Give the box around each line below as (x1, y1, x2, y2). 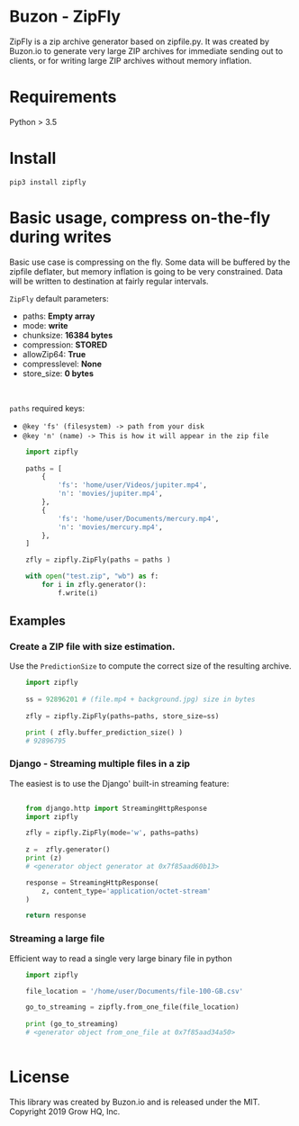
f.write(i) (57, 588, 99, 598)
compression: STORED (22, 339, 108, 350)
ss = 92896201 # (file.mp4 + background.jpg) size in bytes (25, 695, 256, 704)
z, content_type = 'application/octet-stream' (41, 887, 212, 896)
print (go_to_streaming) (25, 1020, 119, 1029)
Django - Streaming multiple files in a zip (9, 758, 191, 770)
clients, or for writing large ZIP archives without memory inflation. (9, 55, 252, 66)
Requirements (9, 87, 117, 107)
